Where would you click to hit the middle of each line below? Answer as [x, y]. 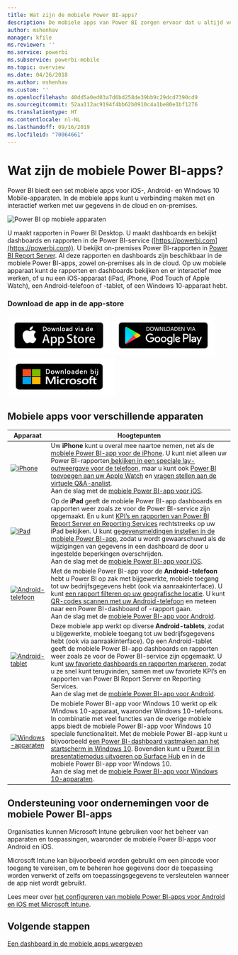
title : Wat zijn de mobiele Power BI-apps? [73, 15]
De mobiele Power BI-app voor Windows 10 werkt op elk [134, 704]
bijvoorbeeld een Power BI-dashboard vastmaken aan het [135, 742]
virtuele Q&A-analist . [81, 484]
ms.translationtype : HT [42, 112]
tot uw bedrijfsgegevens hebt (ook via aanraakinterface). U [137, 586]
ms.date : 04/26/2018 [38, 74]
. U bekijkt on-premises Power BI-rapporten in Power [151, 247]
